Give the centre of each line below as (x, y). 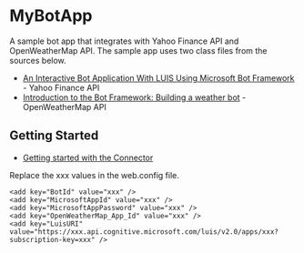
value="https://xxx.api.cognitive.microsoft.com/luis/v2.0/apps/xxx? (144, 232)
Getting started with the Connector (88, 157)
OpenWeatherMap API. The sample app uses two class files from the (138, 50)
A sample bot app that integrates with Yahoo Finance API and (124, 41)
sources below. (38, 60)
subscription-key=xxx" (52, 239)
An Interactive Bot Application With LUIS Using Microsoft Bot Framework (158, 77)
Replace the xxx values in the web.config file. (94, 175)
